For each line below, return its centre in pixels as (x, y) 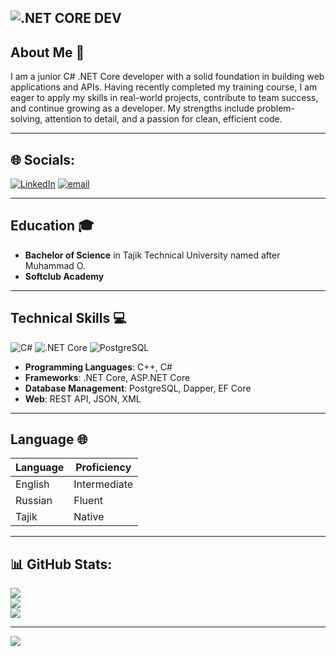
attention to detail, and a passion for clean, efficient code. (163, 119)
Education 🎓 (52, 226)
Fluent (88, 501)
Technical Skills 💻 (68, 318)
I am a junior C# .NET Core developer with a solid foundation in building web (167, 77)
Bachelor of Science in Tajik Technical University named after (152, 255)
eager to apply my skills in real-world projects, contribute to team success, (164, 98)
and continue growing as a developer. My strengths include (132, 108)
